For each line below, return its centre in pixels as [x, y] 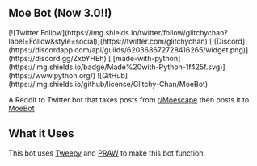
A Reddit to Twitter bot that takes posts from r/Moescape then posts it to [129, 99]
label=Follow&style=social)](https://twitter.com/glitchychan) [108, 41]
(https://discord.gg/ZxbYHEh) [57, 58]
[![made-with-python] [144, 58]
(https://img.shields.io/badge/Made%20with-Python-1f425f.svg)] [117, 67]
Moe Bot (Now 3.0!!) [60, 13]
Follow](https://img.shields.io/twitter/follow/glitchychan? [134, 32]
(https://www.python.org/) [52, 75]
